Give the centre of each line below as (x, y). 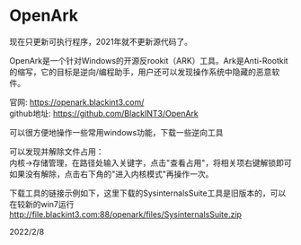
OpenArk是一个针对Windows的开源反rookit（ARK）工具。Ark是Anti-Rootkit (149, 60)
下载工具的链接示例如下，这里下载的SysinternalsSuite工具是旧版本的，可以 (148, 193)
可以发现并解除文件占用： (57, 151)
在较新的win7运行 (42, 204)
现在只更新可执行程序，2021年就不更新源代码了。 (101, 41)
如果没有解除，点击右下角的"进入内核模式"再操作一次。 (111, 174)
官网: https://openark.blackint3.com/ (77, 102)
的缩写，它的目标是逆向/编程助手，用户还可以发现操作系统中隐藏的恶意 (141, 72)
